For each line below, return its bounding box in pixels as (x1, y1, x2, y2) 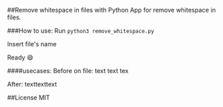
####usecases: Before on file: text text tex (7, 67, 129, 75)
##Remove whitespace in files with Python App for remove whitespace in (7, 6, 216, 14)
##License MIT (7, 93, 51, 101)
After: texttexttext (7, 80, 57, 88)
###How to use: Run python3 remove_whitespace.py (7, 27, 154, 35)
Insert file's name (7, 40, 57, 48)
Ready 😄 (7, 53, 34, 61)
